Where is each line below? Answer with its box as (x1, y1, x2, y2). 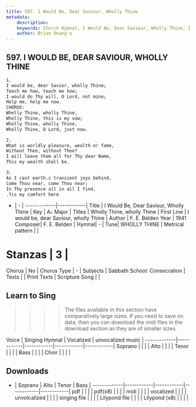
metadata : (6, 14, 31, 20)
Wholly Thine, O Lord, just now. (6, 126, 88, 133)
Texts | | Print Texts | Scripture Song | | (6, 273, 101, 280)
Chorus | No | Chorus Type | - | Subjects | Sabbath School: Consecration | (6, 267, 185, 274)
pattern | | (14, 227, 39, 234)
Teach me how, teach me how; (6, 88, 78, 94)
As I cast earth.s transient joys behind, (6, 175, 112, 181)
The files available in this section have (64, 306, 157, 313)
